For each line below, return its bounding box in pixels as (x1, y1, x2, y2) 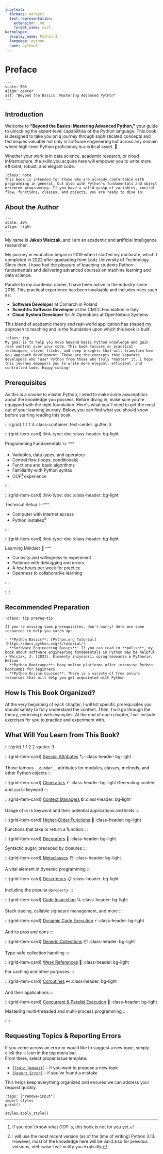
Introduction (5, 110, 44, 118)
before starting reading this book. (5, 412, 72, 418)
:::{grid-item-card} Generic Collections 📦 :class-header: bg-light (5, 939, 135, 944)
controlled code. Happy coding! (5, 365, 70, 370)
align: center (5, 88, 34, 94)
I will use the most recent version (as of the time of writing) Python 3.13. (12, 1133, 156, 1139)
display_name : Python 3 (9, 34, 57, 39)
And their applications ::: (5, 989, 54, 995)
